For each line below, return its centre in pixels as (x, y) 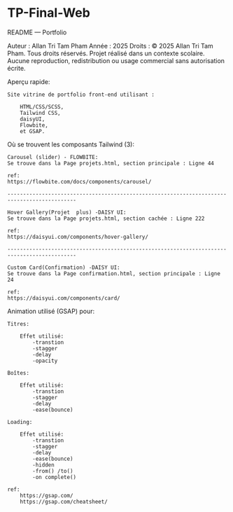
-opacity (45, 361)
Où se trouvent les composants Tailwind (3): (71, 144)
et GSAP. (33, 131)
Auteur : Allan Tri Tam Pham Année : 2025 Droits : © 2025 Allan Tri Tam (110, 46)
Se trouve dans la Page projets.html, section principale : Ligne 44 (111, 163)
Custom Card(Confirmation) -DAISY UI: (64, 268)
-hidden (43, 465)
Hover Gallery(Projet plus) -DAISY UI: (67, 212)
